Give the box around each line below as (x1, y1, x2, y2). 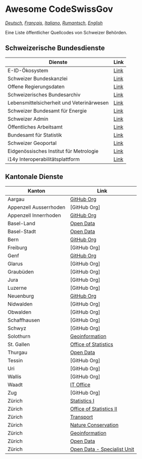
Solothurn (7, 332, 31, 339)
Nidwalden (7, 300, 33, 307)
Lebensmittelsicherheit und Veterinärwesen (7, 99, 109, 106)
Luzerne (7, 284, 27, 291)
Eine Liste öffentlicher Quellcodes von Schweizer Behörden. (5, 29, 128, 35)
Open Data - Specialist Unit (70, 446, 135, 453)
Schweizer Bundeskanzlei (7, 75, 68, 82)
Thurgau (7, 349, 28, 356)
